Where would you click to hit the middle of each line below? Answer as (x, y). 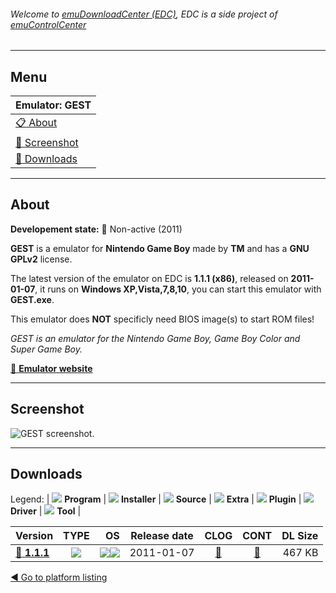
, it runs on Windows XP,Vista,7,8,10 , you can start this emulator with (178, 289)
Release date (162, 536)
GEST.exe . (32, 299)
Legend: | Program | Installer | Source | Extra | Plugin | (156, 499)
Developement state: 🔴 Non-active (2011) (96, 229)
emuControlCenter (48, 24)
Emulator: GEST (53, 105)
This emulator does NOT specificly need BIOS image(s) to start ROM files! (162, 319)
